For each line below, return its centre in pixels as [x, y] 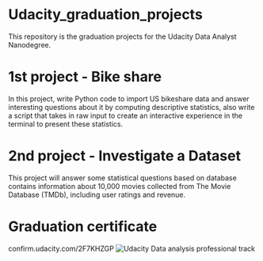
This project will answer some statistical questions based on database [123, 178]
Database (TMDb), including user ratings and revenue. [97, 195]
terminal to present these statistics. [66, 123]
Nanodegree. [30, 44]
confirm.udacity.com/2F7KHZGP [61, 248]
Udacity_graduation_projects [106, 15]
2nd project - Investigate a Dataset [125, 156]
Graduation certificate [83, 226]
